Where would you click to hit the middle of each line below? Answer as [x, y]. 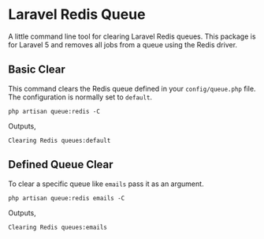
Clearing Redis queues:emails [58, 227]
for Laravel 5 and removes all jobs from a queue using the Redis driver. [123, 44]
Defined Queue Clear [61, 164]
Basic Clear [37, 70]
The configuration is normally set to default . [80, 97]
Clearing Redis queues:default [59, 140]
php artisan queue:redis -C [54, 111]
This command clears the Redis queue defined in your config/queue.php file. [132, 88]
